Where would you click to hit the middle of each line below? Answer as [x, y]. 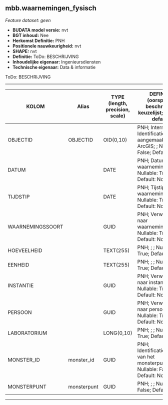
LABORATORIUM [27, 333]
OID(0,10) [115, 139]
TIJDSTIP [19, 196]
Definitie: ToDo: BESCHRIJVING [45, 56]
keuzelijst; [151, 112]
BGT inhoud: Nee [30, 35]
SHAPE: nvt [24, 51]
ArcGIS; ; [147, 146]
